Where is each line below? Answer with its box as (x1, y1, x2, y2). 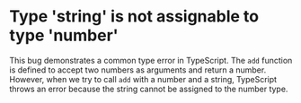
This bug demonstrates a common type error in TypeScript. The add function (9, 55, 293, 65)
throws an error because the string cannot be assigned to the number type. (9, 83, 288, 94)
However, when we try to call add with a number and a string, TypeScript (9, 73, 277, 84)
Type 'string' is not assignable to (9, 6, 259, 27)
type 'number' (9, 25, 119, 46)
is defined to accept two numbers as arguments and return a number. (9, 64, 267, 75)
